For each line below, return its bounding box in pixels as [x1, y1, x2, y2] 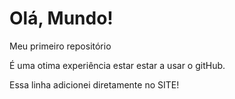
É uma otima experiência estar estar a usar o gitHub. [9, 59, 226, 71]
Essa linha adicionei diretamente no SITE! [9, 78, 180, 91]
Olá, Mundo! [9, 7, 114, 30]
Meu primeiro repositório [9, 40, 112, 52]
